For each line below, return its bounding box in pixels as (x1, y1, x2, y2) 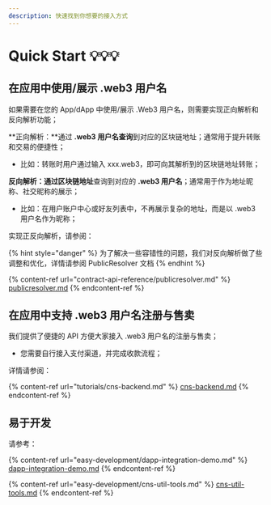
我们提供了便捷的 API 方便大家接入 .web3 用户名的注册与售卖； (8, 331, 218, 341)
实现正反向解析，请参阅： (8, 231, 94, 240)
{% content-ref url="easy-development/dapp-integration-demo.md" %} (8, 455, 248, 465)
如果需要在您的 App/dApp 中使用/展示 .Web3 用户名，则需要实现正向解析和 (8, 104, 259, 114)
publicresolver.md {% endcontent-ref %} (8, 282, 145, 292)
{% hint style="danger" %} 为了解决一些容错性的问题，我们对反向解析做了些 (8, 248, 263, 257)
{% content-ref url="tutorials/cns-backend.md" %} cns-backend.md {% (8, 382, 249, 392)
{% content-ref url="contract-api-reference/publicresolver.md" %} (8, 274, 231, 284)
